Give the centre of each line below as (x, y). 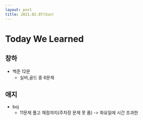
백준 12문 (21, 71)
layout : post (19, 10)
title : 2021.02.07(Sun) (30, 14)
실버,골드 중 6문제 (37, 77)
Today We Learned (45, 39)
